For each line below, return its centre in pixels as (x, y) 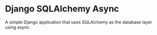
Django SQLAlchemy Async (62, 9)
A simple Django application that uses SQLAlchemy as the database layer (79, 22)
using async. (18, 27)
